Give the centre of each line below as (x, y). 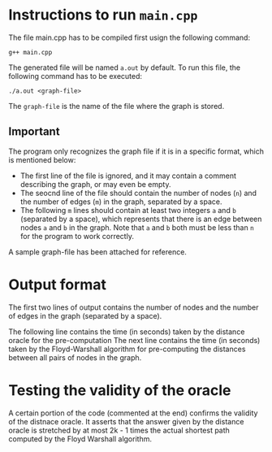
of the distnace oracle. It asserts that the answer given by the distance (126, 421)
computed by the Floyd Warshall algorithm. (80, 439)
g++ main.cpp (30, 52)
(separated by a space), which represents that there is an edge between (141, 219)
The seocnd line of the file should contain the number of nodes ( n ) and (138, 193)
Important (34, 132)
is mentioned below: (42, 159)
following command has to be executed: (76, 76)
